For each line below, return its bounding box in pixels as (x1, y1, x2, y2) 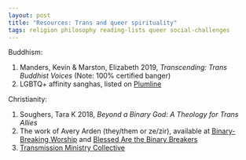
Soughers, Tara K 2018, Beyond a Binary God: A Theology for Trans (19, 110, 239, 119)
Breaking (19, 135, 50, 144)
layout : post (8, 11, 51, 20)
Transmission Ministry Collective (19, 143, 126, 153)
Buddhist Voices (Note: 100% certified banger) (19, 71, 171, 81)
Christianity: (8, 95, 47, 104)
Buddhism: (8, 48, 43, 57)
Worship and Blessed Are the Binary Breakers (50, 135, 198, 144)
